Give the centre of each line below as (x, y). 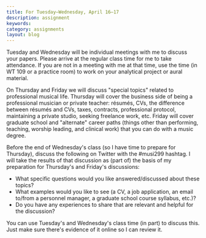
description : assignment (38, 18)
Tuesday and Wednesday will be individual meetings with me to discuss (97, 52)
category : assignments (35, 29)
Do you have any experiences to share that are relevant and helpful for (104, 205)
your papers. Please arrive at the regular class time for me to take (89, 59)
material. (17, 78)
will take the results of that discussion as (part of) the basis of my (89, 160)
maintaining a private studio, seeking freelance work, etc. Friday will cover (100, 116)
